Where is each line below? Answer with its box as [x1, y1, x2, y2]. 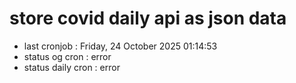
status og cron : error [23, 50, 112, 62]
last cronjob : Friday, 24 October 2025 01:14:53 [23, 40, 218, 52]
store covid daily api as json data [9, 7, 287, 30]
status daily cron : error [23, 61, 121, 73]
